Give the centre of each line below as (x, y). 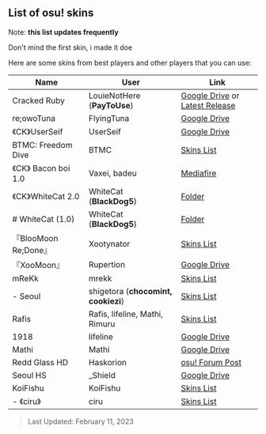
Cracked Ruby (38, 100)
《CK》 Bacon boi (41, 168)
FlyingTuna (109, 118)
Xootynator (109, 243)
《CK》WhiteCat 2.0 (46, 196)
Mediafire (199, 173)
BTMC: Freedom (42, 145)
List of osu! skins (51, 13)
